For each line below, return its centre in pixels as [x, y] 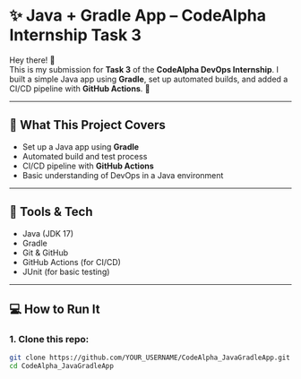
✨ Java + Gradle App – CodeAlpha [138, 16]
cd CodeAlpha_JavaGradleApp [62, 366]
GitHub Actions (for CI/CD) [71, 262]
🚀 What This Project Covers [87, 125]
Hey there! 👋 [32, 60]
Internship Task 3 [75, 35]
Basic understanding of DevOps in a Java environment [123, 175]
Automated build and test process [85, 156]
